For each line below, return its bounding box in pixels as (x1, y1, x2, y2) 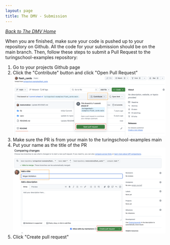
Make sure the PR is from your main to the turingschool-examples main (12, 137, 162, 143)
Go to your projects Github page (12, 64, 80, 70)
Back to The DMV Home (5, 28, 56, 34)
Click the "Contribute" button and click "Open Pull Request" (12, 69, 138, 76)
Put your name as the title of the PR (12, 142, 88, 148)
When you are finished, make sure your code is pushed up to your (5, 38, 144, 44)
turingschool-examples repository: (5, 54, 78, 60)
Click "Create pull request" (12, 234, 69, 240)
